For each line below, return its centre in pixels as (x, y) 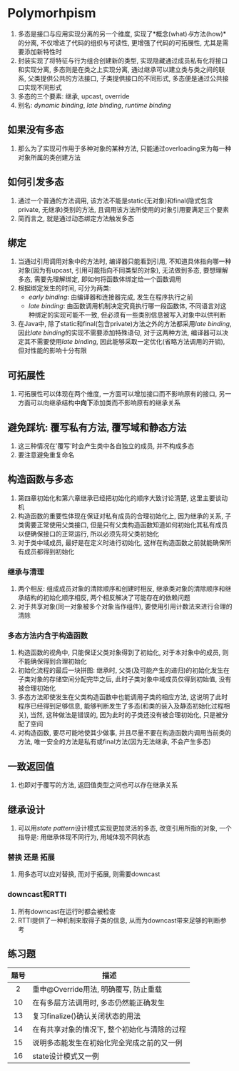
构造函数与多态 (40, 479)
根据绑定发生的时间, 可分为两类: (64, 288)
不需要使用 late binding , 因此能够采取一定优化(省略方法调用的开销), (128, 342)
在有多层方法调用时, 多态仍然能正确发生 (99, 1003)
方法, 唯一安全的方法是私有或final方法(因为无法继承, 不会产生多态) (115, 742)
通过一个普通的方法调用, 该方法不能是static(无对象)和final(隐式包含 (116, 201)
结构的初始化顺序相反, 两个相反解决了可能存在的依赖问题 (107, 598)
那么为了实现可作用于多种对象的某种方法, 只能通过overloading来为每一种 (124, 148)
